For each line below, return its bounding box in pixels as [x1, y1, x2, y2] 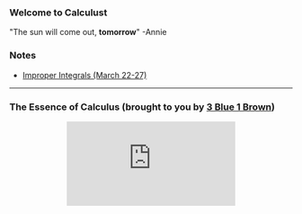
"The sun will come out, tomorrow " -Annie [9, 27, 167, 38]
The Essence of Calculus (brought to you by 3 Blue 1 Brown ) [9, 101, 276, 113]
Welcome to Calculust [9, 6, 108, 19]
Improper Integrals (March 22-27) [22, 69, 147, 80]
